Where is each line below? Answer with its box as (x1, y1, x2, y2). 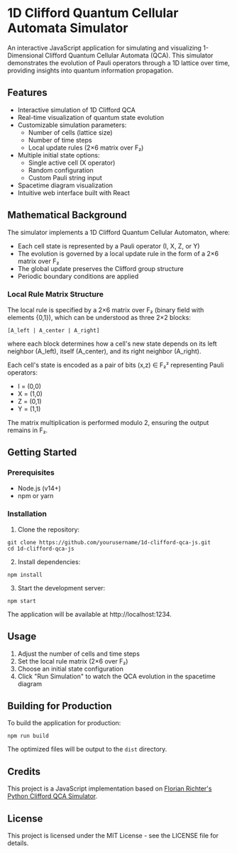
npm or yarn (17, 491, 54, 500)
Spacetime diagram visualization (17, 181, 114, 189)
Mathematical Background (7, 209, 127, 221)
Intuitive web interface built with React (17, 188, 130, 197)
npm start (7, 598, 37, 605)
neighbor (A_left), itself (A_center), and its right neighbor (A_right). (7, 346, 202, 356)
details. (7, 839, 29, 847)
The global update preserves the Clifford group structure (17, 264, 184, 273)
